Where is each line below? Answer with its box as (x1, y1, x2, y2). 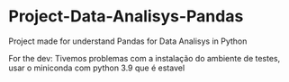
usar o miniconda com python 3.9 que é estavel (8, 62, 185, 73)
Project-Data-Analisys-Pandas (8, 6, 244, 27)
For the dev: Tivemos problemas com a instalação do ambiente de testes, (8, 53, 281, 63)
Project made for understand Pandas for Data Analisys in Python (8, 36, 248, 46)
